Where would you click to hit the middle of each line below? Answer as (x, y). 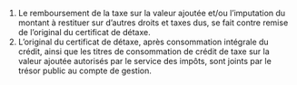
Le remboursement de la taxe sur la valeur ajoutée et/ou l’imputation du (152, 13)
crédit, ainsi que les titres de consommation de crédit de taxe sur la (144, 52)
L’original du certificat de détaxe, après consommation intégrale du (144, 42)
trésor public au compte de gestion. (85, 71)
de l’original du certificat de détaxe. (84, 32)
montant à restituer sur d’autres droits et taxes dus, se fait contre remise (153, 23)
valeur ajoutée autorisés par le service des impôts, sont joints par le (145, 61)
